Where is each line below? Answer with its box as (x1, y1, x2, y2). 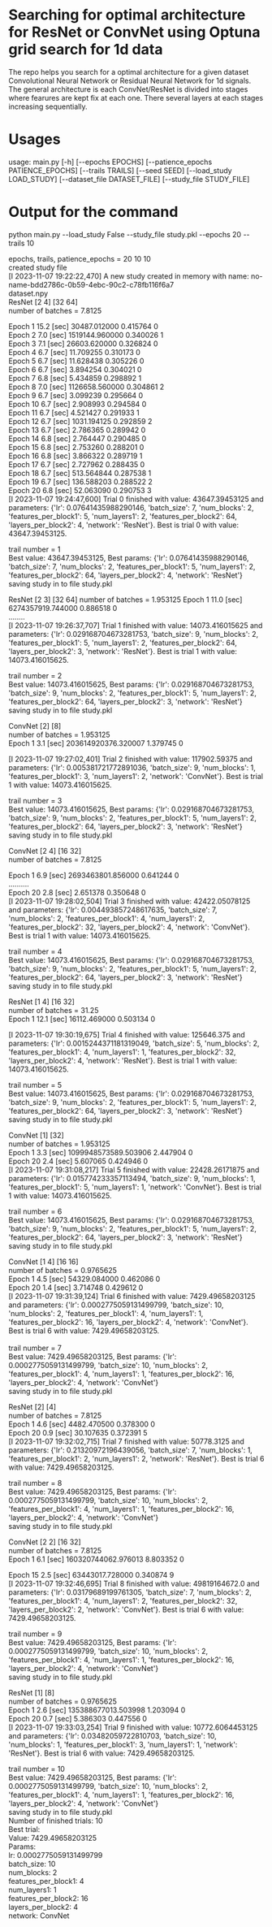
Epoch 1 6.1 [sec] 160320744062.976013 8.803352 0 (8, 1554, 184, 1564)
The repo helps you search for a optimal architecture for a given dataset (8, 67, 249, 76)
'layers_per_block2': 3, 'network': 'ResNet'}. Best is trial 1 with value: (8, 646, 238, 656)
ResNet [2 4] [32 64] (8, 297, 79, 306)
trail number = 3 (8, 795, 63, 805)
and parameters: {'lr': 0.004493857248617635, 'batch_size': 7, (8, 904, 218, 915)
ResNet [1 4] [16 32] (8, 997, 76, 1007)
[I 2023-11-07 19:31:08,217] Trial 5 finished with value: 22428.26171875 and (8, 1164, 260, 1175)
